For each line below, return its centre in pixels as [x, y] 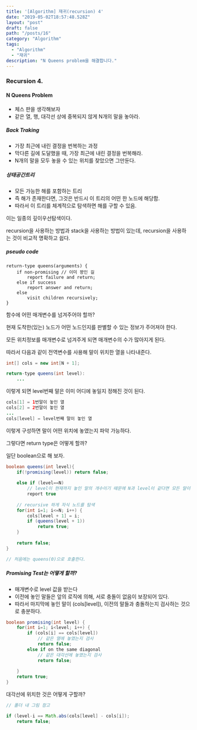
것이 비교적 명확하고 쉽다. [41, 238]
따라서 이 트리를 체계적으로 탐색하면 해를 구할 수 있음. [75, 206]
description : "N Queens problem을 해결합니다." [62, 60]
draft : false [22, 28]
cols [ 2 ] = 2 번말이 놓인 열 [35, 408]
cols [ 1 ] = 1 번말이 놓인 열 [35, 402]
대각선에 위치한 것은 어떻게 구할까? [46, 694]
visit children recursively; [63, 298]
